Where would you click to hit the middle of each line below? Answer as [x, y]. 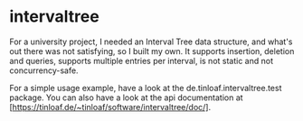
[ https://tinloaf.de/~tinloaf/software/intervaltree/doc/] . [110, 107]
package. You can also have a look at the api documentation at [126, 98]
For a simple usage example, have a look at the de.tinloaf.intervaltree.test [146, 88]
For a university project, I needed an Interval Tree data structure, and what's [151, 42]
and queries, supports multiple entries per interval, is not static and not [142, 60]
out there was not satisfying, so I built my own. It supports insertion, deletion [152, 51]
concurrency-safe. [44, 70]
